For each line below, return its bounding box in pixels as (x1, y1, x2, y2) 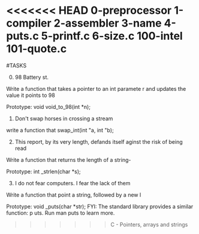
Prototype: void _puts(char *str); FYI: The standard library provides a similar (6, 203, 194, 210)
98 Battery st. (14, 73, 49, 81)
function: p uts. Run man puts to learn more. (6, 209, 115, 217)
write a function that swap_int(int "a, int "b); (6, 126, 114, 134)
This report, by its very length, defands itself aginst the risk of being (14, 138, 183, 145)
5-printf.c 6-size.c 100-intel (41, 29, 183, 43)
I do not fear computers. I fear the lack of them (14, 179, 131, 186)
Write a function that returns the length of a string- (6, 156, 131, 163)
